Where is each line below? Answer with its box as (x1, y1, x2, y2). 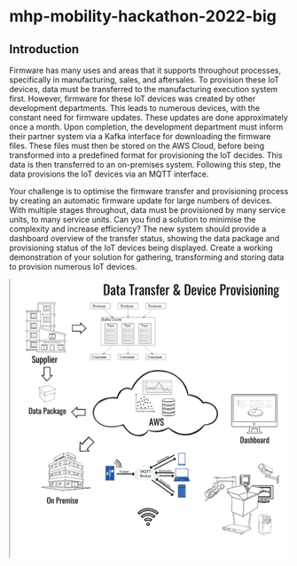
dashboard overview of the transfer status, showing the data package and (9, 233, 280, 243)
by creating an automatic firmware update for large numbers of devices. (9, 195, 273, 206)
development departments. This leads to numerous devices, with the (9, 103, 260, 113)
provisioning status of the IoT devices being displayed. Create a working (9, 242, 273, 253)
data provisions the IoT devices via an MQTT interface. (9, 169, 209, 179)
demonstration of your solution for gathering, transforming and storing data (9, 252, 285, 263)
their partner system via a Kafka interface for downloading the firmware (9, 131, 271, 141)
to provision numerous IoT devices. (9, 262, 137, 271)
